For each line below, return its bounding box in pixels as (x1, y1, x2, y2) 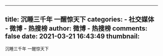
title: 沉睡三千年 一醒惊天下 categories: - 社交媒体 (5, 15, 154, 24)
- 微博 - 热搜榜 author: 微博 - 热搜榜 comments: (5, 25, 148, 33)
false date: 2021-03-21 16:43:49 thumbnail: (5, 32, 140, 41)
